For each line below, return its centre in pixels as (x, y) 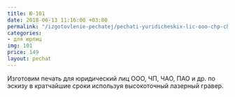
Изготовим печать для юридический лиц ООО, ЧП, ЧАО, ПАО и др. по (111, 78)
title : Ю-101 (26, 14)
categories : (24, 33)
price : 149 (23, 53)
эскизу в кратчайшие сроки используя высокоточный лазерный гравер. (115, 86)
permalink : (23, 26)
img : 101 (20, 46)
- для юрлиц (24, 39)
